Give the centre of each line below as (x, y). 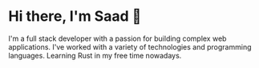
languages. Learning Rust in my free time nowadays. (95, 55)
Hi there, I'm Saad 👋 (75, 16)
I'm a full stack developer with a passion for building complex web (117, 38)
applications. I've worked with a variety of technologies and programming (130, 46)
